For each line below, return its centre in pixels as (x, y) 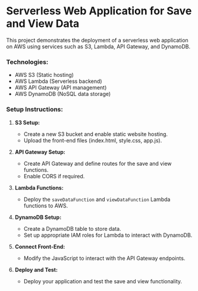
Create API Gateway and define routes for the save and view (98, 163)
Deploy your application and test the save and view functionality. (103, 281)
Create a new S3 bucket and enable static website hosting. (96, 134)
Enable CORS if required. (54, 176)
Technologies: (27, 62)
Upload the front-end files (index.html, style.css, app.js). (93, 140)
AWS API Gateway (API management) (61, 88)
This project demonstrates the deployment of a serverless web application (97, 40)
